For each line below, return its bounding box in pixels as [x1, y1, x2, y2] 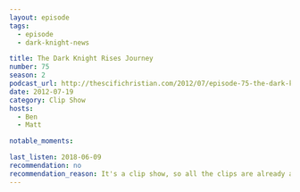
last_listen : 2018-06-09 [9, 153, 102, 162]
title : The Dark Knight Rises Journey [9, 54, 154, 63]
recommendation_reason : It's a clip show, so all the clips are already [9, 169, 286, 179]
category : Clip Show [9, 96, 87, 104]
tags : [9, 21, 29, 30]
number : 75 [9, 63, 50, 71]
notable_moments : [9, 137, 74, 146]
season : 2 [9, 71, 46, 80]
